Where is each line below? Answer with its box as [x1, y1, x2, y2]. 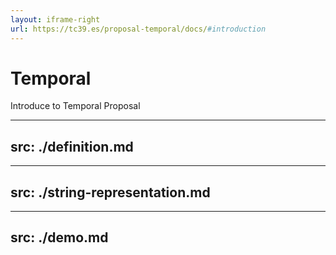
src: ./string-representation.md [10, 184, 211, 201]
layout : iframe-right [10, 14, 101, 25]
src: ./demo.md [10, 229, 109, 246]
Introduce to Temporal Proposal [10, 100, 141, 112]
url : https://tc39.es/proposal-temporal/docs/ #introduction [10, 24, 267, 34]
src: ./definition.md [10, 138, 134, 155]
